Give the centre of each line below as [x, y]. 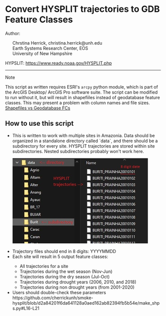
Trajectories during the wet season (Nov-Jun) [66, 271]
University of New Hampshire [42, 53]
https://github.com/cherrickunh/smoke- [53, 298]
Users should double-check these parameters [59, 292]
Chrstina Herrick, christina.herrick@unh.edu [57, 43]
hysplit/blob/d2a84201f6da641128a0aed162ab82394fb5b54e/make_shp [86, 303]
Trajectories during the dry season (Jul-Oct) [65, 276]
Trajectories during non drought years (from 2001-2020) [77, 287]
